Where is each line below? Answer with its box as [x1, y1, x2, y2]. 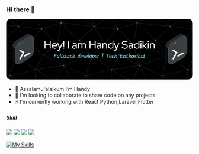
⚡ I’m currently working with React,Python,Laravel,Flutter [14, 99, 154, 106]
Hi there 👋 [6, 5, 36, 14]
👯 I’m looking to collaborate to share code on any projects [14, 91, 156, 99]
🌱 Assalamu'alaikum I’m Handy [14, 86, 91, 93]
